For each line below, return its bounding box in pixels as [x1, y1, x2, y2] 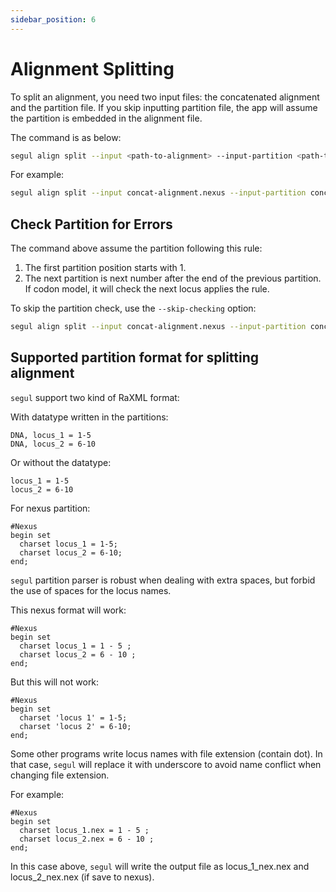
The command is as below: [10, 131, 122, 143]
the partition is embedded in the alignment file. [10, 112, 203, 124]
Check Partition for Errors [10, 216, 173, 233]
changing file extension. [10, 769, 110, 781]
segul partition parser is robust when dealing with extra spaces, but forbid [10, 574, 316, 586]
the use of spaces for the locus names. [10, 584, 172, 596]
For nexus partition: [10, 502, 91, 514]
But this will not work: [10, 676, 100, 688]
